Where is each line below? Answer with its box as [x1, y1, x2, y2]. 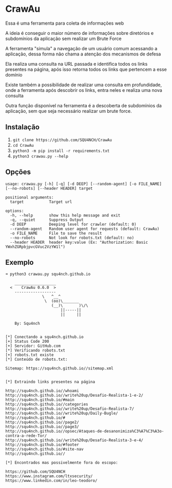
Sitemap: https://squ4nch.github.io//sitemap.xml [5, 366, 114, 371]
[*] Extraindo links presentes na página [5, 379, 95, 385]
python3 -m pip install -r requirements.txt [12, 148, 110, 153]
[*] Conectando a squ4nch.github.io [5, 335, 84, 340]
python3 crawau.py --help [12, 153, 68, 159]
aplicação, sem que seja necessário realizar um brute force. [5, 108, 132, 114]
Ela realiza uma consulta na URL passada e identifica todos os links [5, 61, 148, 67]
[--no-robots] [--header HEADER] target [5, 186, 93, 191]
